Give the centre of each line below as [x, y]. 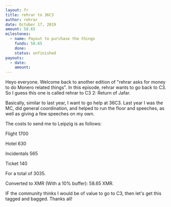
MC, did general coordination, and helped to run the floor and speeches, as [85, 108]
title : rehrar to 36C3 [30, 15]
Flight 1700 [17, 134]
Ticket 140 [16, 164]
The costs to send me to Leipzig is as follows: [53, 124]
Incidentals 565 [22, 154]
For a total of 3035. [26, 174]
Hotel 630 [16, 144]
